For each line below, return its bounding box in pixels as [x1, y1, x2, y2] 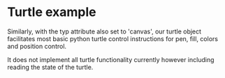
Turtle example [7, 4, 96, 20]
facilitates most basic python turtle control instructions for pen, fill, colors [7, 34, 219, 42]
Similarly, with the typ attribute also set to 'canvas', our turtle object [7, 27, 201, 36]
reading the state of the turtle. [7, 63, 94, 71]
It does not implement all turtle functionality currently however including [7, 55, 215, 63]
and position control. [7, 42, 67, 50]
